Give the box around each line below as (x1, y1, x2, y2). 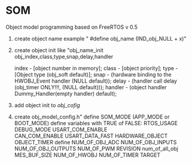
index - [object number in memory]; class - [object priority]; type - (14, 64, 178, 72)
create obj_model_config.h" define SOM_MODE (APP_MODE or (14, 113, 170, 120)
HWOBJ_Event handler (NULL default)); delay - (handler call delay (14, 77, 178, 84)
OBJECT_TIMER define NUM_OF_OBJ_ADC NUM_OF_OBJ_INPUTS (14, 138, 177, 145)
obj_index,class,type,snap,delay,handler (14, 53, 114, 60)
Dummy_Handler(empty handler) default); (14, 90, 117, 97)
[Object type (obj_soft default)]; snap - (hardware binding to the (14, 71, 172, 78)
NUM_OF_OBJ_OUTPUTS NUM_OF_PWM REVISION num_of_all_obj (14, 145, 179, 152)
